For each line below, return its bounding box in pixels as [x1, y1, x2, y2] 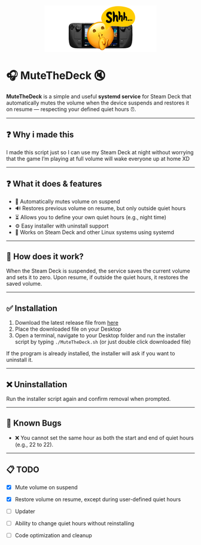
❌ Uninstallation [6, 379, 68, 390]
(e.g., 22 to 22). [14, 441, 54, 448]
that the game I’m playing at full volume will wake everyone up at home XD [6, 155, 190, 162]
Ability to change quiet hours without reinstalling [14, 519, 135, 527]
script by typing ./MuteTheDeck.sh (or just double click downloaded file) [14, 339, 191, 346]
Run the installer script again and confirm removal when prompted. [6, 396, 171, 402]
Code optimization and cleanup [14, 531, 93, 539]
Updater [14, 507, 36, 515]
